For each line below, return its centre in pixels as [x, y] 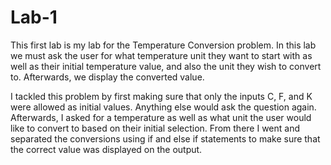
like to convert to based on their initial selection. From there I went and [155, 128]
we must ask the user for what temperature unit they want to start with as [161, 55]
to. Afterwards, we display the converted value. [107, 77]
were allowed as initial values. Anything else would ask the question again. [163, 107]
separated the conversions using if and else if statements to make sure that [165, 138]
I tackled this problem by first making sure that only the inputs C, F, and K [161, 96]
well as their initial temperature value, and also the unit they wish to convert [166, 66]
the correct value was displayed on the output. [106, 149]
